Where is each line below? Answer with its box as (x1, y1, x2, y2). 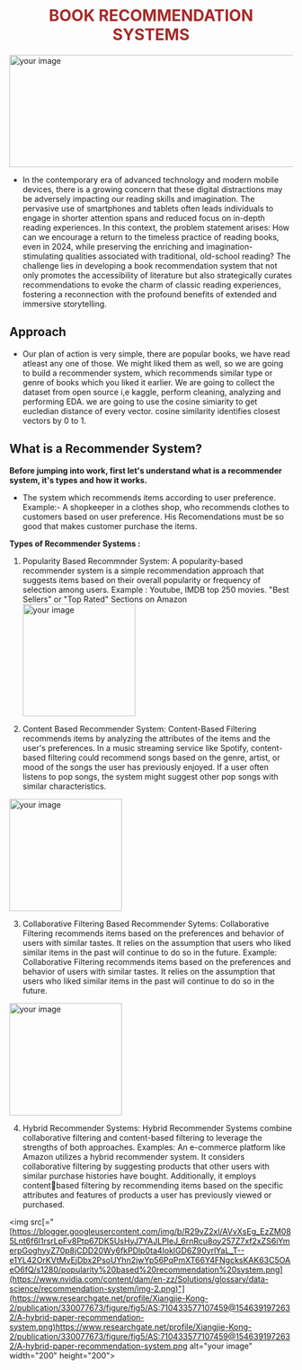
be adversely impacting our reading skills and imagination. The (22, 193, 255, 204)
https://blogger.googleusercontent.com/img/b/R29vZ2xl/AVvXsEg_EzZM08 (12, 1225, 292, 1236)
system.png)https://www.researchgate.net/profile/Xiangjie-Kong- (9, 1321, 252, 1332)
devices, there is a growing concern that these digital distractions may (22, 183, 283, 194)
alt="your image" (189, 1340, 253, 1351)
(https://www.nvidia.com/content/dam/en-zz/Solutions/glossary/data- (9, 1273, 270, 1285)
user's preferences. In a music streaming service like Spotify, (22, 742, 249, 753)
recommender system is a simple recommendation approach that (22, 565, 264, 576)
